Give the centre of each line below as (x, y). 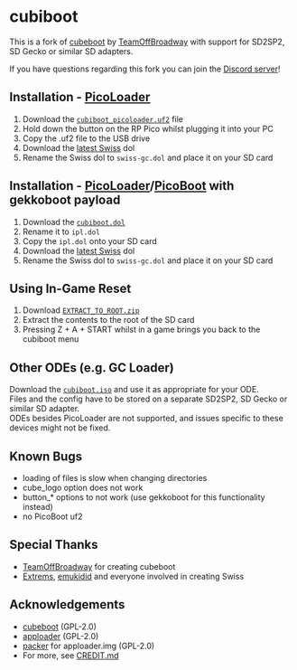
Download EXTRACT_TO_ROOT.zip (81, 310)
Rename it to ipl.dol (61, 231)
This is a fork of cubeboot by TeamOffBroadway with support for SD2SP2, (147, 42)
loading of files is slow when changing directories (115, 478)
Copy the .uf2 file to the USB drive (86, 138)
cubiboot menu (51, 339)
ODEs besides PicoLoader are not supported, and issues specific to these (147, 419)
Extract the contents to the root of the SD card (108, 320)
